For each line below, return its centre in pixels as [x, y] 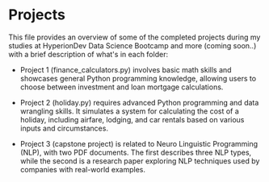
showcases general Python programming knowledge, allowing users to [138, 78]
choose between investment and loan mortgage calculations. [122, 87]
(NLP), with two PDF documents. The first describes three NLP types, [136, 152]
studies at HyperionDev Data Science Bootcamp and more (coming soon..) [132, 45]
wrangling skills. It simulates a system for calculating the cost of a [130, 111]
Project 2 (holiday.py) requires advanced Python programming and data [139, 102]
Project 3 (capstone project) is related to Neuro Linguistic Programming [139, 143]
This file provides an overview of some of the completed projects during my [134, 37]
